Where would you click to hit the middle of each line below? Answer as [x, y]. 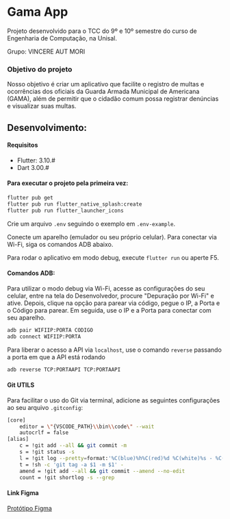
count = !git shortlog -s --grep [67, 477]
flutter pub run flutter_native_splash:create [75, 204]
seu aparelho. [26, 317]
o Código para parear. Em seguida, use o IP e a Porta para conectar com [110, 310]
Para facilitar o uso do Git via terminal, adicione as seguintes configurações [114, 400]
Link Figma [23, 493]
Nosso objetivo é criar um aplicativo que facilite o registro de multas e [106, 84]
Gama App [38, 12]
